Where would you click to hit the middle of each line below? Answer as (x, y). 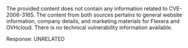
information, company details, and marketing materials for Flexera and (93, 21)
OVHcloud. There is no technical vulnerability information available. (89, 27)
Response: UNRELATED (35, 39)
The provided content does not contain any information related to (87, 9)
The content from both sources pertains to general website (109, 15)
